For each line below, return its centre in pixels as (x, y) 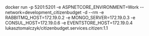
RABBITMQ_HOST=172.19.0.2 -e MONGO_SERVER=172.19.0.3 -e (70, 18)
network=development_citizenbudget (43, 12)
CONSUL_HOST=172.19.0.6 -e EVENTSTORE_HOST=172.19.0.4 (69, 23)
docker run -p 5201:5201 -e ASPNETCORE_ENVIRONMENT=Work (72, 7)
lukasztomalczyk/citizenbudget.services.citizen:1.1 (57, 28)
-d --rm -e (93, 12)
